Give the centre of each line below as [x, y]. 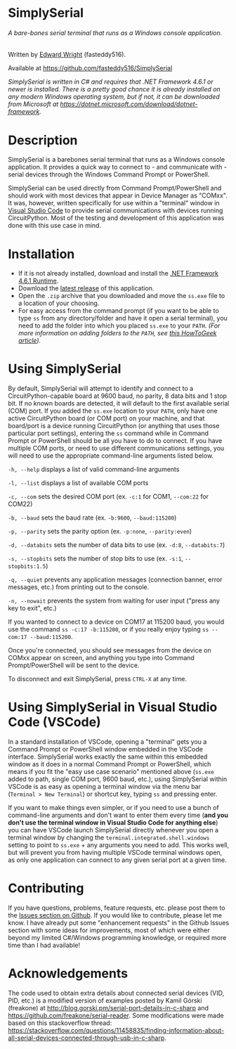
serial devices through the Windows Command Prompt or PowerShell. [109, 174]
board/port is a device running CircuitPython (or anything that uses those [114, 426]
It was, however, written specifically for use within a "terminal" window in [114, 203]
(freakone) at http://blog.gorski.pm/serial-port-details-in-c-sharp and [109, 1008]
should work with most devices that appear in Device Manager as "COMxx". [118, 195]
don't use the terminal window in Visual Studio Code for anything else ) [113, 823]
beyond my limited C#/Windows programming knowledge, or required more [117, 938]
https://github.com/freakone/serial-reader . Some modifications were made [116, 1016]
